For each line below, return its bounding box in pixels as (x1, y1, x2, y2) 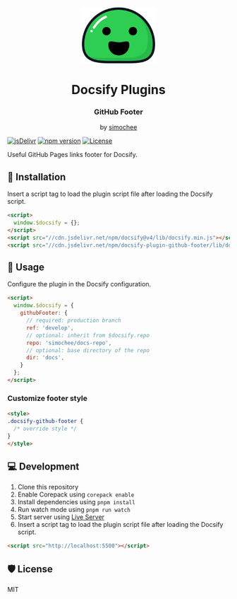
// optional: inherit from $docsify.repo (25, 332, 150, 339)
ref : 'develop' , (25, 324, 74, 332)
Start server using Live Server (17, 513, 104, 521)
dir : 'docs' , (25, 354, 65, 361)
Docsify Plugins (71, 82, 166, 98)
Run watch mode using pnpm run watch (17, 506, 130, 514)
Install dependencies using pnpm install (17, 498, 135, 506)
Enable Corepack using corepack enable (17, 490, 135, 499)
